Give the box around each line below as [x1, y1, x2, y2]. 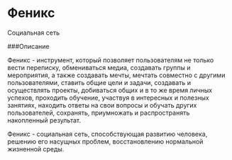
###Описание [7, 42, 50, 50]
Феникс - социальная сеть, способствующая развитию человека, [7, 130, 208, 138]
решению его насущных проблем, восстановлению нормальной [7, 137, 204, 146]
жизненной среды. [7, 144, 65, 153]
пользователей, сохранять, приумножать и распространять [7, 108, 190, 117]
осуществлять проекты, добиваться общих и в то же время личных [7, 86, 213, 94]
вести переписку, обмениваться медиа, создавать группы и [7, 63, 191, 72]
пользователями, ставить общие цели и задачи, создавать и [7, 78, 192, 86]
